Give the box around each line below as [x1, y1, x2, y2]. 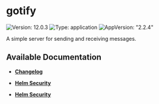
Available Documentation [6, 52, 102, 63]
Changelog [14, 68, 43, 75]
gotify [6, 4, 37, 18]
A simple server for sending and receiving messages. [6, 35, 136, 42]
